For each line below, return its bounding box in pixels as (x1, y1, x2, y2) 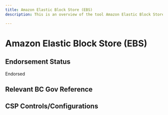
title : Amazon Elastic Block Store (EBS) (5, 7, 93, 12)
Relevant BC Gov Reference (5, 85, 93, 94)
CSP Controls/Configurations (5, 102, 98, 111)
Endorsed (5, 71, 25, 77)
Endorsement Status (5, 58, 71, 66)
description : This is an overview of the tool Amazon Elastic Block (5, 12, 151, 17)
